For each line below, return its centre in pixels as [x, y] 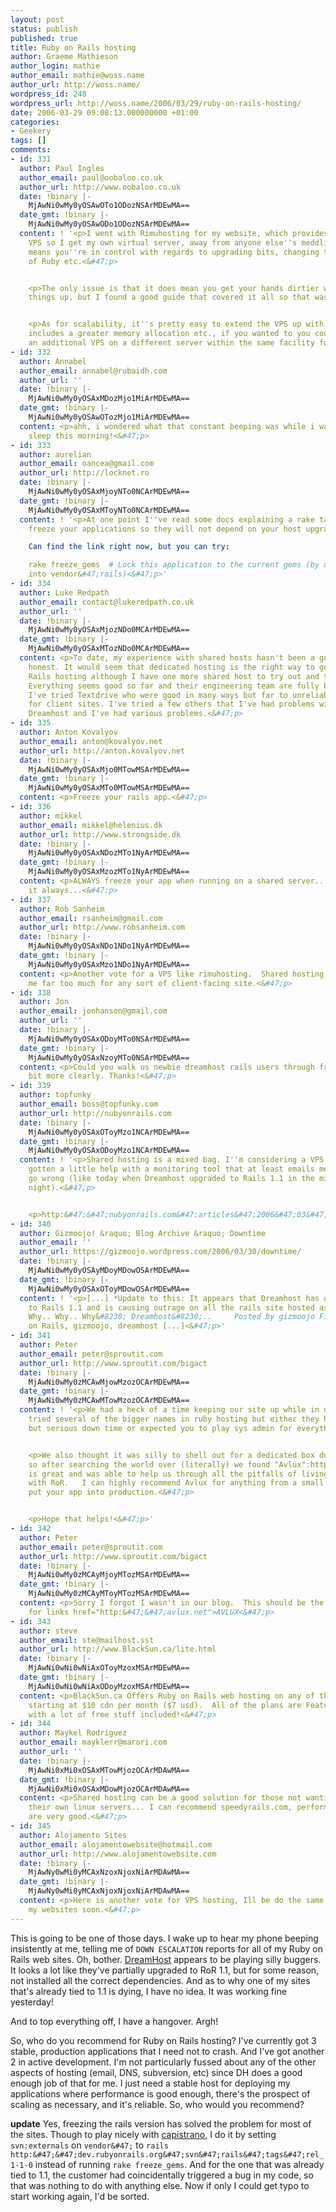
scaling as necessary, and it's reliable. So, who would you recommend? [157, 2104]
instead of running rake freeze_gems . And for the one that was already [179, 2164]
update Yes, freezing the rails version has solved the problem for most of [161, 2123]
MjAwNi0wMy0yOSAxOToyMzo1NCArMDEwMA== [109, 1132]
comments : [31, 150]
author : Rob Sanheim [62, 909]
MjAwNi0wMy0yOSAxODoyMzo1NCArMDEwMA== [109, 1151]
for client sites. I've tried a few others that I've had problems [171, 704]
